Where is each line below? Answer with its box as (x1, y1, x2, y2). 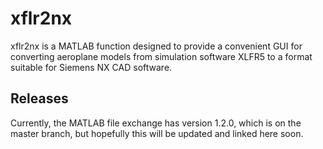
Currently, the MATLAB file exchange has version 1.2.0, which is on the (10, 117, 302, 129)
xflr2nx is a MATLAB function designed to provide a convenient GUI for (10, 40, 303, 52)
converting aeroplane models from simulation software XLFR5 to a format (10, 50, 313, 62)
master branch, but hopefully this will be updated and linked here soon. (10, 127, 304, 139)
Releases (10, 90, 69, 107)
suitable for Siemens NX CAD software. (10, 61, 173, 73)
